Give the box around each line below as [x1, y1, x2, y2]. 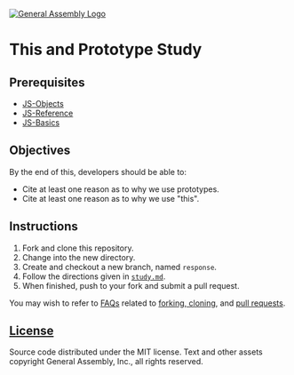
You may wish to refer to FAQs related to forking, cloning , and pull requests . [9, 298, 286, 308]
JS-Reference [21, 108, 74, 118]
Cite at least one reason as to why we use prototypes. [21, 183, 219, 195]
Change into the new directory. [21, 251, 136, 262]
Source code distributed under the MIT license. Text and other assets [9, 347, 264, 357]
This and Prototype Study [9, 40, 203, 60]
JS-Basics [21, 117, 60, 128]
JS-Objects [21, 99, 64, 108]
